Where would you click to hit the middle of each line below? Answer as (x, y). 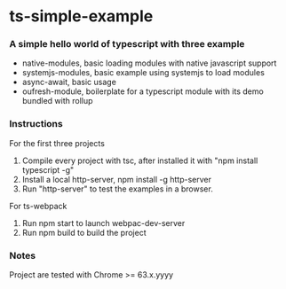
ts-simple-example (81, 16)
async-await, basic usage (69, 82)
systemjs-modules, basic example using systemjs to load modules (143, 73)
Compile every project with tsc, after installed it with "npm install (140, 160)
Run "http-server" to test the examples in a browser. (117, 189)
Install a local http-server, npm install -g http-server (116, 179)
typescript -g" (48, 169)
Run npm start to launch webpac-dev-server (103, 223)
